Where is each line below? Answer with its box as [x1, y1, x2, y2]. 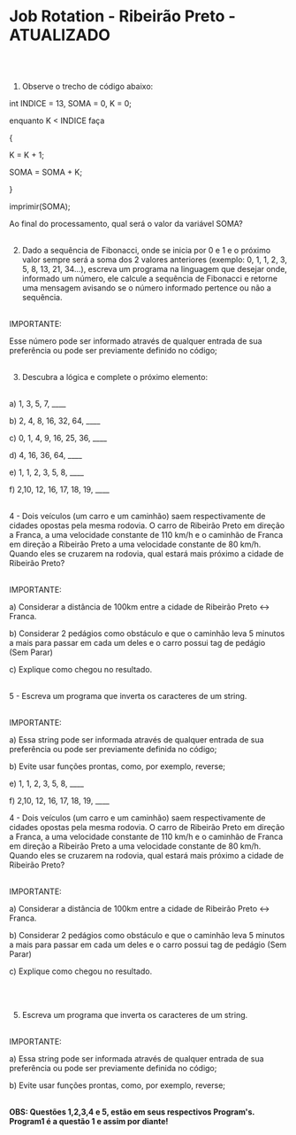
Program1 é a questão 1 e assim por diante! [9, 1116, 169, 1126]
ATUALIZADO [9, 25, 110, 45]
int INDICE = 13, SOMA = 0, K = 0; [9, 97, 133, 108]
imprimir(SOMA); [9, 201, 71, 212]
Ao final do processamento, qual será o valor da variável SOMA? [9, 218, 243, 229]
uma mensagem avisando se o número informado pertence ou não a [21, 282, 272, 293]
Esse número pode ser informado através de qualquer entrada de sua [9, 335, 262, 346]
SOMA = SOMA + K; [9, 167, 82, 177]
